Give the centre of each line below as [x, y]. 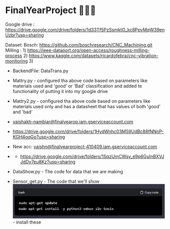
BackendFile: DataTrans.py [40, 71]
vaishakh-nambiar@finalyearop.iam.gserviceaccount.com [73, 121]
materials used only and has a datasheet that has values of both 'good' [87, 106]
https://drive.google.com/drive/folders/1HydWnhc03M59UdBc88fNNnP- [88, 131]
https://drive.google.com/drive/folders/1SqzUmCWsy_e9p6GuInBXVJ [92, 156]
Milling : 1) [16, 50]
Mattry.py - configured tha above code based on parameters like [80, 80]
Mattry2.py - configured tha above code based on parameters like [81, 101]
